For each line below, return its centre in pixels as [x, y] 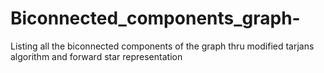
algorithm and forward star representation [96, 56]
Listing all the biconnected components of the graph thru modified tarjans [162, 46]
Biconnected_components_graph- [155, 18]
